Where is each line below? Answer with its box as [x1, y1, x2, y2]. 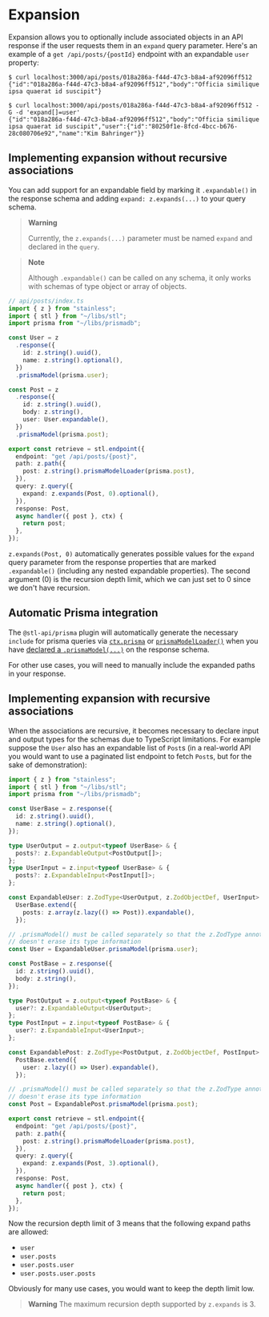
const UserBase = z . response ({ [8, 805, 113, 813]
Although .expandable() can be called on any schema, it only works [27, 273, 251, 283]
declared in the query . [27, 242, 100, 251]
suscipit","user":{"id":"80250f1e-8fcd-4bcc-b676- [65, 122, 239, 130]
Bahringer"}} [101, 129, 146, 137]
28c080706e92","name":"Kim [8, 129, 98, 137]
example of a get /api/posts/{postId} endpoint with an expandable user [8, 49, 250, 59]
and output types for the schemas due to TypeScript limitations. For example [8, 734, 262, 744]
